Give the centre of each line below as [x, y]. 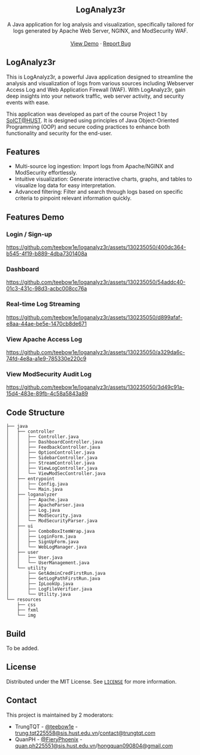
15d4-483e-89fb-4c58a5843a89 [47, 394]
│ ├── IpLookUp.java [40, 584]
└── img [26, 615]
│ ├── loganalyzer [32, 495]
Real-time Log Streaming [43, 304]
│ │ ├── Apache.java [37, 500]
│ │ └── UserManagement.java [48, 563]
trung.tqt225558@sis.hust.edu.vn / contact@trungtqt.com [85, 733]
